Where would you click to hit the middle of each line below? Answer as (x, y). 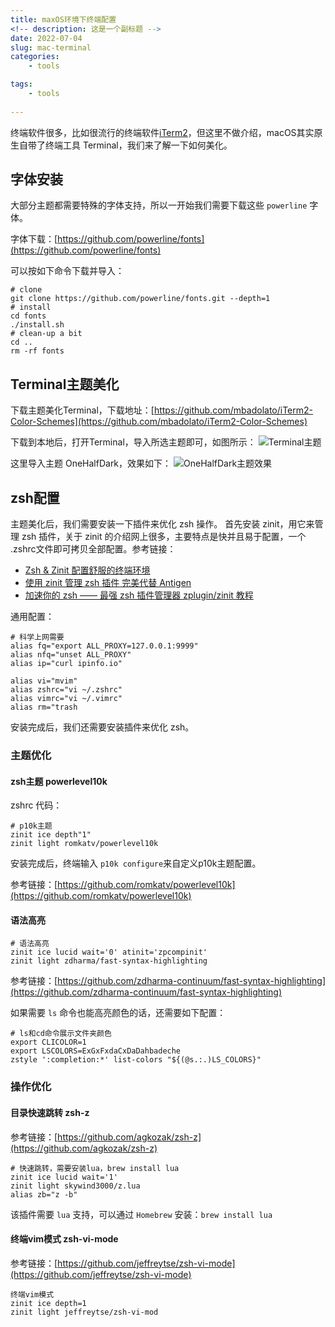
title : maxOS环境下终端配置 (63, 19)
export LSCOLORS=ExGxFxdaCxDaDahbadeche (96, 1051)
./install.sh (37, 325)
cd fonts (28, 316)
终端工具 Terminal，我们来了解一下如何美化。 (138, 145)
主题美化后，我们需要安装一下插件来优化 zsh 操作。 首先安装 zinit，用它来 (162, 524)
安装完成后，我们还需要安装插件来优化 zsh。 (102, 727)
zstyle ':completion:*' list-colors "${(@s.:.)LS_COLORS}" (136, 1060)
